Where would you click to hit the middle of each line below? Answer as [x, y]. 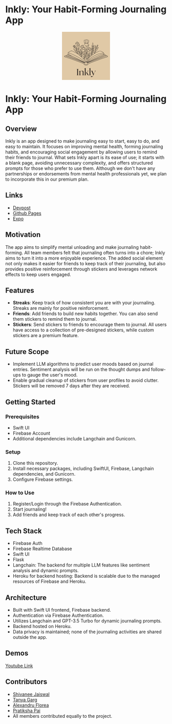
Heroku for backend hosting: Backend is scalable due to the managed [86, 576]
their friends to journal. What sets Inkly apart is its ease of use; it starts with [85, 157]
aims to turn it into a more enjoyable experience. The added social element [84, 258]
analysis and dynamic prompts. [46, 571]
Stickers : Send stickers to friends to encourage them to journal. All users [90, 325]
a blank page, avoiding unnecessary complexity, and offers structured [79, 163]
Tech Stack [24, 531]
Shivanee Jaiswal [31, 694]
